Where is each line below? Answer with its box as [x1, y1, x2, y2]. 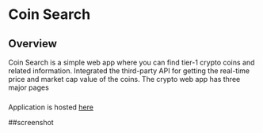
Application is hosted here [8, 102, 93, 112]
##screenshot [8, 117, 54, 127]
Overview [8, 37, 58, 50]
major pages [8, 83, 49, 92]
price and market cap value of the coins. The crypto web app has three [8, 75, 241, 83]
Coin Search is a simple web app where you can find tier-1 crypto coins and [8, 57, 255, 67]
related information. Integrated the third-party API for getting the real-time [8, 66, 250, 76]
